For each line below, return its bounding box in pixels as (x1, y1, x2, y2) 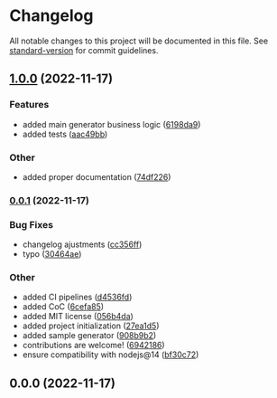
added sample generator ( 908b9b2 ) (22, 330, 157, 341)
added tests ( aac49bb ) (22, 128, 108, 139)
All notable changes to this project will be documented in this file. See (9, 35, 269, 46)
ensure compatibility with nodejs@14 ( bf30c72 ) (22, 349, 199, 360)
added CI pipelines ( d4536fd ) (22, 291, 133, 303)
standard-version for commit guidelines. (9, 44, 159, 55)
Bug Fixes (9, 218, 54, 231)
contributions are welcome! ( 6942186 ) (22, 340, 165, 351)
